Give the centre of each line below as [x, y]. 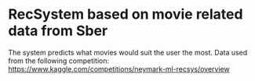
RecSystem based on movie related [126, 14]
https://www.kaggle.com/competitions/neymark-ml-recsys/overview [119, 69]
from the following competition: [59, 61]
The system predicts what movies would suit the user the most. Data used [128, 52]
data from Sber [58, 31]
